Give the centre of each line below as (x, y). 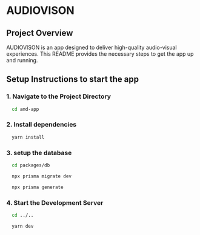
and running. (22, 60)
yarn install (28, 137)
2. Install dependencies (42, 125)
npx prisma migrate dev (42, 176)
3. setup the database (39, 153)
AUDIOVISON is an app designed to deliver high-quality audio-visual (92, 47)
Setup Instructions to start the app (73, 79)
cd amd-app (25, 109)
